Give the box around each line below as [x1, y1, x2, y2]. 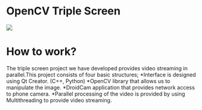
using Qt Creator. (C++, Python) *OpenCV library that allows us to [6, 77, 171, 85]
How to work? [6, 45, 77, 58]
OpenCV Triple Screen [6, 4, 121, 18]
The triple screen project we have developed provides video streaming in [6, 64, 188, 72]
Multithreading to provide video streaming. [6, 96, 112, 103]
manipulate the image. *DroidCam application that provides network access [6, 84, 195, 91]
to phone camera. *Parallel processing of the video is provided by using [6, 90, 186, 97]
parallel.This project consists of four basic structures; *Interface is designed [6, 71, 196, 78]
